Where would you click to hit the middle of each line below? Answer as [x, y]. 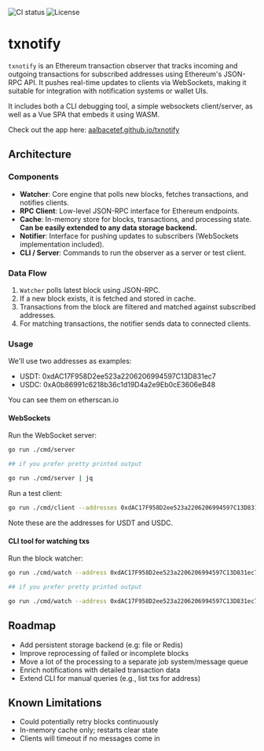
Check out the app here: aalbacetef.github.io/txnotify [94, 129]
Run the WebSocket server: [52, 435]
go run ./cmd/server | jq [50, 479]
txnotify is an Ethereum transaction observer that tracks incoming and [123, 65]
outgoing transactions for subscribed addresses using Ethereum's [115, 74]
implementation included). [62, 244]
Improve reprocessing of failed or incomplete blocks [104, 653]
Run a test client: [35, 494]
